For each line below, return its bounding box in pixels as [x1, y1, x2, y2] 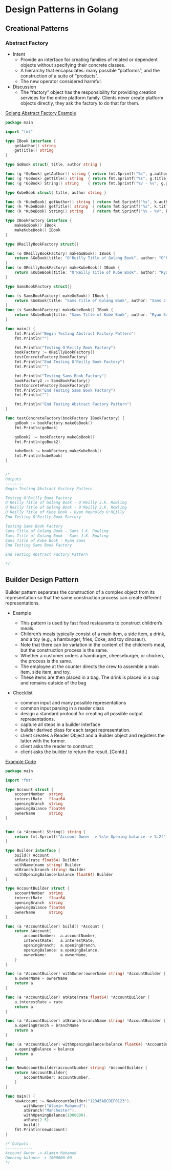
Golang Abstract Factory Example [5, 110, 76, 116]
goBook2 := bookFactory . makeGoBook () [14, 434, 95, 439]
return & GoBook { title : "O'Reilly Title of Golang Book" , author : [14, 255, 157, 261]
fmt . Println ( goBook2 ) [14, 439, 60, 445]
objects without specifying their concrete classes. [20, 62, 126, 68]
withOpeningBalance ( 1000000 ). [24, 1113, 88, 1118]
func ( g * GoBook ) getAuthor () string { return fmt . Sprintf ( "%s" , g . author [5, 171, 168, 176]
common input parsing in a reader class [20, 705, 104, 711]
